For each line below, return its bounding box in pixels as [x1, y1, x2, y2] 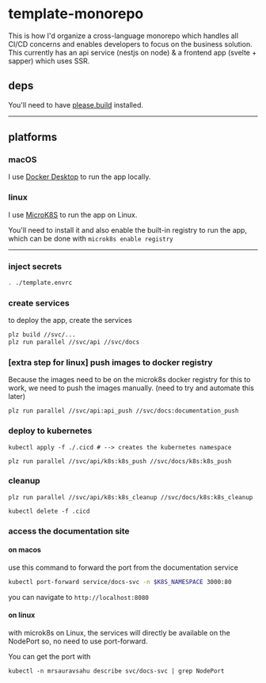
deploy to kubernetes [8, 425, 93, 436]
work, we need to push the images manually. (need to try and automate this [8, 383, 255, 393]
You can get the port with [8, 652, 91, 662]
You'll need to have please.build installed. [8, 100, 144, 109]
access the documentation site [8, 526, 130, 537]
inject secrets [8, 260, 62, 271]
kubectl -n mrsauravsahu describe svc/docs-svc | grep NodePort [8, 667, 225, 675]
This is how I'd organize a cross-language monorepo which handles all [8, 31, 239, 40]
